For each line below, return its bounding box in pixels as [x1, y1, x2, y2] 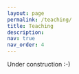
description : [7, 29, 45, 36]
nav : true [7, 35, 36, 42]
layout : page [7, 10, 45, 17]
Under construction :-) [7, 60, 71, 68]
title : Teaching [7, 22, 54, 29]
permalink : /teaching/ [7, 16, 72, 23]
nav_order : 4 [7, 41, 45, 48]
